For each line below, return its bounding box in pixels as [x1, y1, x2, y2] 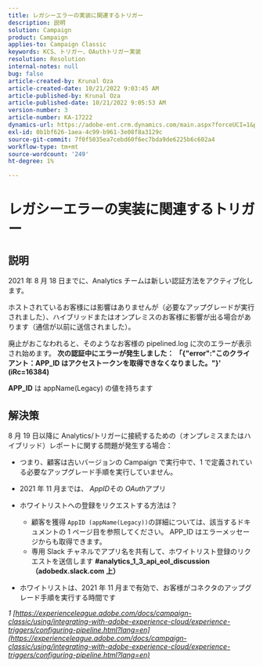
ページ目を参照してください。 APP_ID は [72, 527, 203, 536]
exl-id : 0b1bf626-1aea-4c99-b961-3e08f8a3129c [8, 128, 163, 136]
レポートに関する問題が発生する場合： [49, 440, 173, 450]
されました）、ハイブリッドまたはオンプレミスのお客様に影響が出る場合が [8, 312, 245, 322]
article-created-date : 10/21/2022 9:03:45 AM [8, 84, 159, 93]
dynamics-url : [8, 121, 55, 129]
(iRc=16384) [8, 367, 49, 377]
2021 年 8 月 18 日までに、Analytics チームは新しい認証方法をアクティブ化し [8, 276, 254, 286]
